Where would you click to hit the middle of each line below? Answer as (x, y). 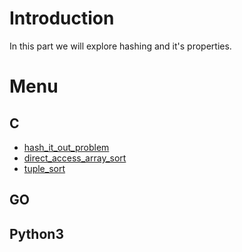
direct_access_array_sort (75, 158)
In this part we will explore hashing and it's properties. (120, 46)
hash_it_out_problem (66, 147)
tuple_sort (44, 168)
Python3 (36, 233)
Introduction (62, 18)
